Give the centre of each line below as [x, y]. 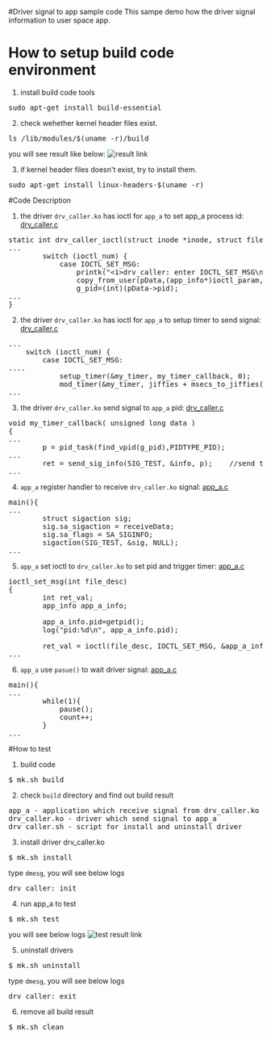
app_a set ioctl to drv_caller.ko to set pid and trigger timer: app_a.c [132, 566]
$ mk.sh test [34, 919]
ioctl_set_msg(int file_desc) [68, 581]
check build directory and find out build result [97, 795]
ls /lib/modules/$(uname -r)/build [79, 138]
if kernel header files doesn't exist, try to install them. [108, 170]
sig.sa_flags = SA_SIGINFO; [98, 534]
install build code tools [57, 92]
